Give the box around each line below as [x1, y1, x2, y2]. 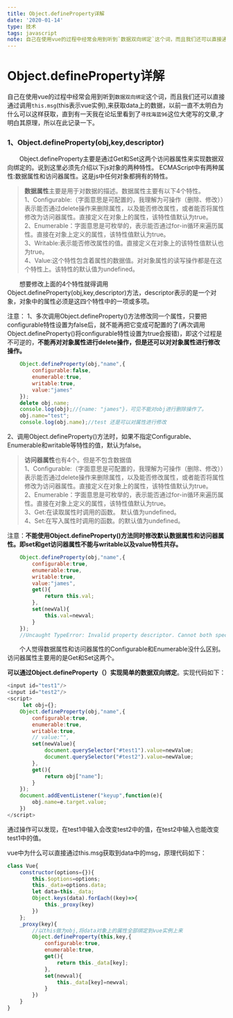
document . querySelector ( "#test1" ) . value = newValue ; [44, 747, 194, 754]
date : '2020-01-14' [7, 17, 64, 24]
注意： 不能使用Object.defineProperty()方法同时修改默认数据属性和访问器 [7, 531, 218, 540]
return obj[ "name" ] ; [44, 773, 104, 779]
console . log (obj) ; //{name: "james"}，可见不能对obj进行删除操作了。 [19, 406, 207, 413]
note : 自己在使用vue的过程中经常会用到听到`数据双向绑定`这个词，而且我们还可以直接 [7, 36, 222, 43]
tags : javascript [7, 29, 58, 37]
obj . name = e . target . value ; [32, 799, 107, 806]
